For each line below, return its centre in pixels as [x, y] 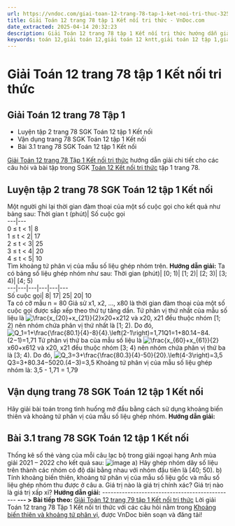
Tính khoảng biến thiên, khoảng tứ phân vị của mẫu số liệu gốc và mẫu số [114, 477]
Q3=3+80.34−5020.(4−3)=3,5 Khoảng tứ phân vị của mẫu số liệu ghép [110, 362]
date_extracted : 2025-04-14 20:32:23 [62, 27]
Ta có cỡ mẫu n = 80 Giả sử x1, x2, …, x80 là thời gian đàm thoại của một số [116, 303]
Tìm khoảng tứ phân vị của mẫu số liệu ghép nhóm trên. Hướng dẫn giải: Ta [116, 266]
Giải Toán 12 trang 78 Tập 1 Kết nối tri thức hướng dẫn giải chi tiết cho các [113, 160]
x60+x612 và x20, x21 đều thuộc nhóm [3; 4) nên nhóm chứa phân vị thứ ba [116, 348]
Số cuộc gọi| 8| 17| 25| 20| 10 [50, 295]
